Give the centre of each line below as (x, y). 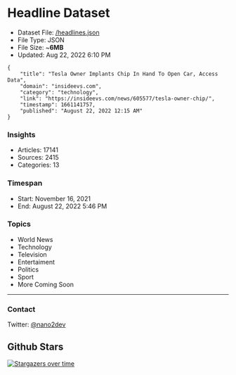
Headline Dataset (59, 13)
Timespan (25, 183)
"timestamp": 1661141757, (58, 104)
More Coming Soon (46, 284)
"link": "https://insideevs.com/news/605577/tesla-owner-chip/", (118, 98)
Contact (21, 309)
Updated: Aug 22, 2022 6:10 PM (64, 55)
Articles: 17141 (38, 150)
